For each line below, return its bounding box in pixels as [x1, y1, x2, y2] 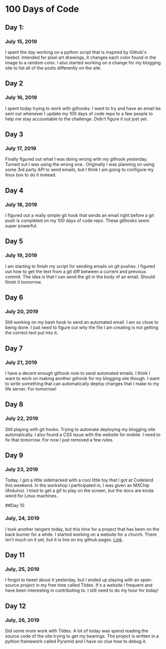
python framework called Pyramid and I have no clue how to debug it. [5, 639, 147, 645]
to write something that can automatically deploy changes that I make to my [5, 381, 160, 387]
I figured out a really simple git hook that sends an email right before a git [5, 212, 154, 218]
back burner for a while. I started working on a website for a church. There [5, 531, 157, 537]
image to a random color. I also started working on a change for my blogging [5, 59, 161, 65]
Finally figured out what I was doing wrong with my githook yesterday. [5, 156, 148, 162]
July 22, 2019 [5, 415, 39, 422]
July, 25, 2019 [5, 565, 40, 572]
